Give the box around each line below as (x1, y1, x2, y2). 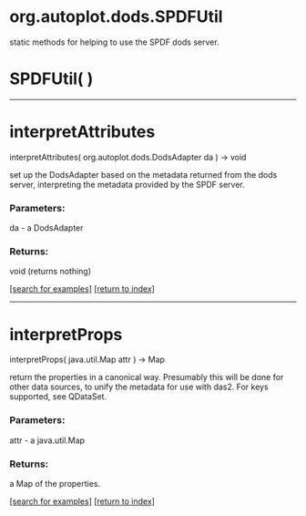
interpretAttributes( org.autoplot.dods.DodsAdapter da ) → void (9, 151, 247, 162)
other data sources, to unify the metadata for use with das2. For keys (9, 381, 269, 393)
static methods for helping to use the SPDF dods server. (9, 36, 220, 47)
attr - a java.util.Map (9, 435, 85, 446)
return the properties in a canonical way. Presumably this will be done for (9, 372, 284, 383)
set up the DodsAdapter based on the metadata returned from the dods (9, 169, 278, 180)
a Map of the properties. (9, 478, 101, 489)
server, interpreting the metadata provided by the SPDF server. (9, 179, 245, 190)
